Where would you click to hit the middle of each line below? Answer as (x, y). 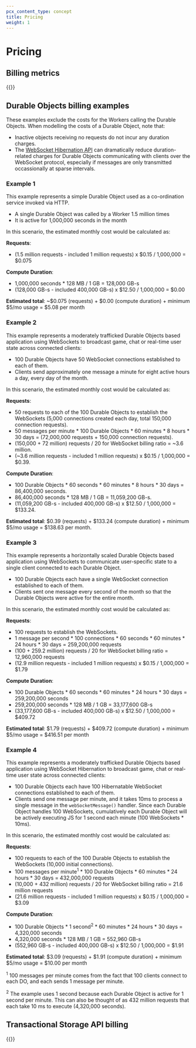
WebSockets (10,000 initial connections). (64, 864)
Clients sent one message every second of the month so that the (93, 592)
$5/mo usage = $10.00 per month (47, 963)
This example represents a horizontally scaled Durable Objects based (90, 555)
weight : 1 (18, 22)
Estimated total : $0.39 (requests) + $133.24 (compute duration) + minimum (98, 521)
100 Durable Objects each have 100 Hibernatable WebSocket (88, 787)
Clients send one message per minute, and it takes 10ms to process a (99, 799)
